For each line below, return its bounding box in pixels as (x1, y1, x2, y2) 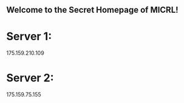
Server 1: (6, 29, 52, 43)
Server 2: (6, 71, 54, 85)
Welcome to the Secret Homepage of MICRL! (6, 5, 179, 15)
